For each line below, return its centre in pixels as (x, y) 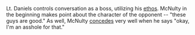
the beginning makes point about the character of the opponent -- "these (96, 15)
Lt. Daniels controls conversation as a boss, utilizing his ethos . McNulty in (97, 8)
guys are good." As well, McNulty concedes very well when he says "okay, (98, 21)
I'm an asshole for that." (35, 27)
